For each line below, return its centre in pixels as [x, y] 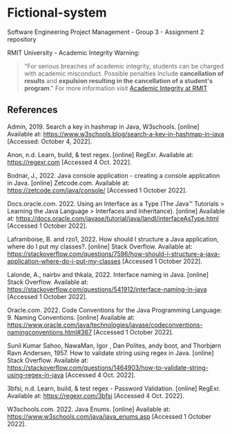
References [32, 110]
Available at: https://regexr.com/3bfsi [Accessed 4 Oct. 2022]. [96, 395]
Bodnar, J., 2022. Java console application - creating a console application [114, 175]
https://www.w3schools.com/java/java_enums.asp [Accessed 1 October [109, 416]
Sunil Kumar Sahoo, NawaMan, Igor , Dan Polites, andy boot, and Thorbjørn [114, 345]
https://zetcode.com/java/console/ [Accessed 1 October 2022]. [97, 190]
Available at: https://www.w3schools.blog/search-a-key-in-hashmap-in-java [116, 134]
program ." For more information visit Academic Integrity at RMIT [116, 88]
